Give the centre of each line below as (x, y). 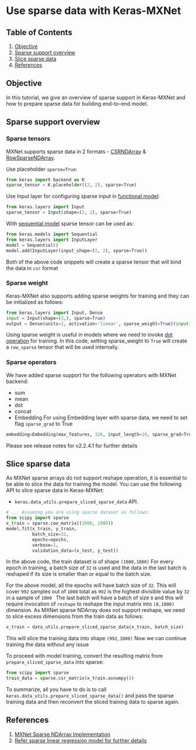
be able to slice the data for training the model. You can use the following (94, 484)
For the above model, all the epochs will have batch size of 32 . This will (91, 585)
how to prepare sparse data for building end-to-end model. (77, 103)
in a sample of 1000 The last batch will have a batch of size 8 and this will (95, 598)
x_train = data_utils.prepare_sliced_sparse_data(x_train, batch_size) (95, 627)
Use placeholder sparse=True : (42, 169)
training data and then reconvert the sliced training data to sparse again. (93, 702)
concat (23, 411)
